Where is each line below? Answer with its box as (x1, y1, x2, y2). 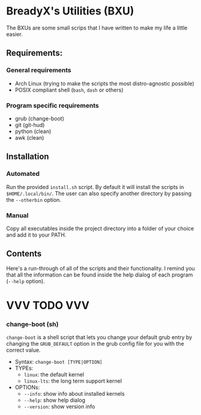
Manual (6, 211, 29, 219)
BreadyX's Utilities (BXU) (6, 4, 134, 18)
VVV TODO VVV (6, 298, 90, 312)
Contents (6, 249, 42, 259)
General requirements (6, 66, 72, 75)
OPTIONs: (14, 384, 40, 391)
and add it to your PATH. (6, 231, 67, 239)
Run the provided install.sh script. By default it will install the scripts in (6, 183, 184, 190)
